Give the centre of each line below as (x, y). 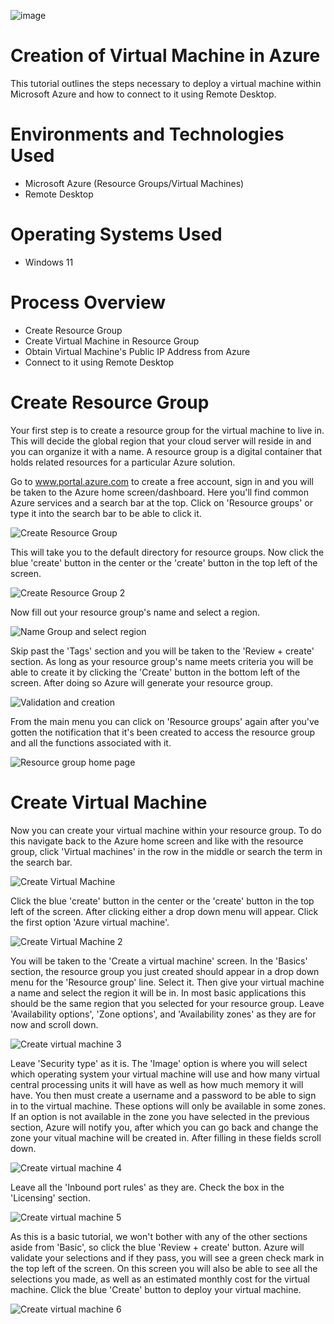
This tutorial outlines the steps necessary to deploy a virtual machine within (166, 83)
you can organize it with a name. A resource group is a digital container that (166, 451)
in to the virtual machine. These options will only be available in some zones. (168, 1106)
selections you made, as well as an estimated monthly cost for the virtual (160, 1279)
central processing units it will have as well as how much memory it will (157, 1084)
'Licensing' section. (50, 1197)
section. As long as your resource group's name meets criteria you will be (162, 661)
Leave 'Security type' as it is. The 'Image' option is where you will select (159, 1063)
